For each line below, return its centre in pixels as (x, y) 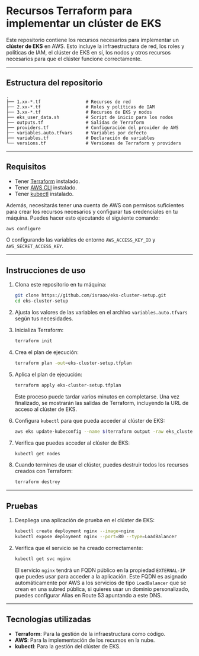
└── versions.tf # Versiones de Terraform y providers (94, 143)
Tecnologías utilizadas (49, 620)
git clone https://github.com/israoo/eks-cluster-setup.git (90, 295)
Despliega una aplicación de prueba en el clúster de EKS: (85, 520)
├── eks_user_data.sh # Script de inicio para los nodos (90, 117)
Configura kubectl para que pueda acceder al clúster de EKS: (90, 420)
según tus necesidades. (44, 319)
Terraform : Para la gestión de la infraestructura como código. (90, 634)
